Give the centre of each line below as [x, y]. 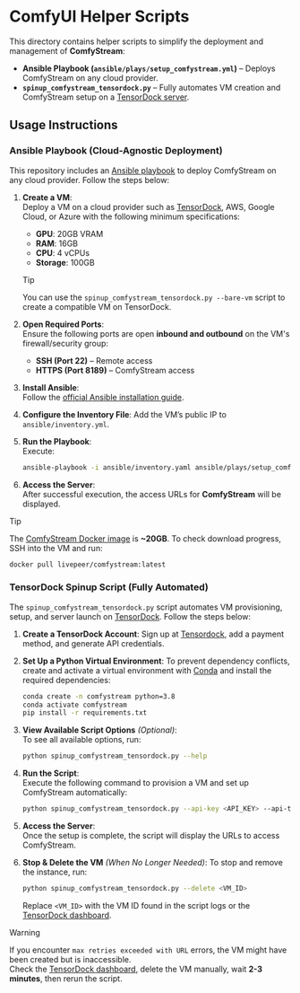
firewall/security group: [65, 343]
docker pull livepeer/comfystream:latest [88, 564]
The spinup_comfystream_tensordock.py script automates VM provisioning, [146, 607]
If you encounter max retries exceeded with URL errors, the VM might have [148, 950]
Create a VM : [47, 197]
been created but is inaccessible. [70, 959]
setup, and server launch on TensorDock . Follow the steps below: [130, 616]
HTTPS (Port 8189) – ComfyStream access [115, 370]
